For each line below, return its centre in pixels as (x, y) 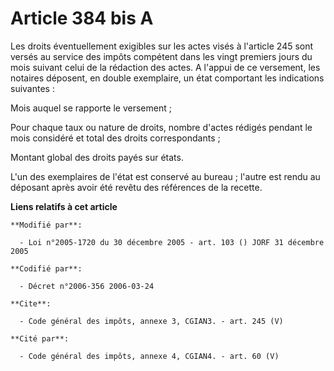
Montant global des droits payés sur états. (97, 157)
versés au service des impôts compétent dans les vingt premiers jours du (161, 56)
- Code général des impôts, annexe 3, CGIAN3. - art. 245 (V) (151, 321)
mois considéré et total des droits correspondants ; (115, 138)
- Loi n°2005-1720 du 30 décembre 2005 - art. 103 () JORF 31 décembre (172, 242)
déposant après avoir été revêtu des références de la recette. (136, 187)
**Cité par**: (40, 338)
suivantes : (32, 88)
